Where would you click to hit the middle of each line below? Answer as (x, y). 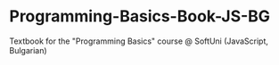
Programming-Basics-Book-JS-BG (139, 16)
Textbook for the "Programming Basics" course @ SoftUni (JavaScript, (139, 41)
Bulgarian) (28, 50)
